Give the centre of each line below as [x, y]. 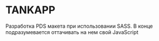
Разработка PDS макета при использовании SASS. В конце [79, 26]
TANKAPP [30, 10]
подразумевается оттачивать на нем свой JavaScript [72, 32]
